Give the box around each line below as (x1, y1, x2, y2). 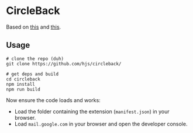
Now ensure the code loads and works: (6, 96, 101, 103)
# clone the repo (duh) (6, 55, 64, 62)
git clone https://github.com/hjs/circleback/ (6, 61, 122, 66)
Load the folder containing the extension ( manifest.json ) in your (14, 108, 170, 115)
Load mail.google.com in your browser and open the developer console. (14, 120, 188, 127)
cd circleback (6, 76, 41, 82)
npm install (6, 81, 35, 87)
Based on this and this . (6, 23, 61, 30)
